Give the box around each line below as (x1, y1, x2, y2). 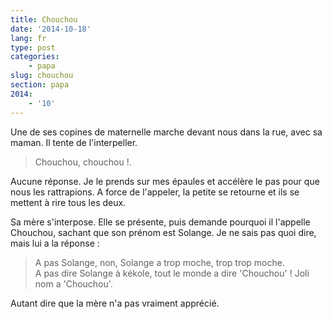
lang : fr (10, 33, 47, 43)
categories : (10, 52, 60, 62)
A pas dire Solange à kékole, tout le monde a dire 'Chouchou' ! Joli (34, 267, 310, 279)
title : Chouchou (10, 14, 78, 25)
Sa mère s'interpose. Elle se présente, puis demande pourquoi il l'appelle (10, 216, 311, 228)
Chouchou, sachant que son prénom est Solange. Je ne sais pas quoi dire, (10, 226, 317, 238)
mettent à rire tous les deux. (10, 196, 127, 208)
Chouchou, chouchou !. (34, 156, 132, 168)
